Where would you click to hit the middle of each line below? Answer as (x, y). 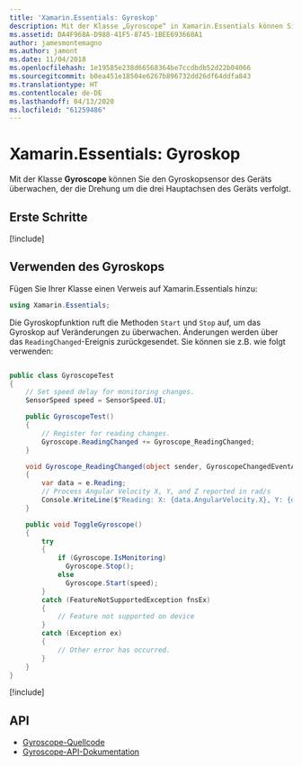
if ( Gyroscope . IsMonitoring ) (112, 558)
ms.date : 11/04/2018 (48, 59)
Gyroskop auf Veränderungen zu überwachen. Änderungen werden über (144, 332)
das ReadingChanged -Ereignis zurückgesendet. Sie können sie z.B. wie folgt (147, 341)
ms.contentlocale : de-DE (56, 93)
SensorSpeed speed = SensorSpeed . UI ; (96, 401)
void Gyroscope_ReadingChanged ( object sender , (114, 466)
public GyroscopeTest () (70, 417)
